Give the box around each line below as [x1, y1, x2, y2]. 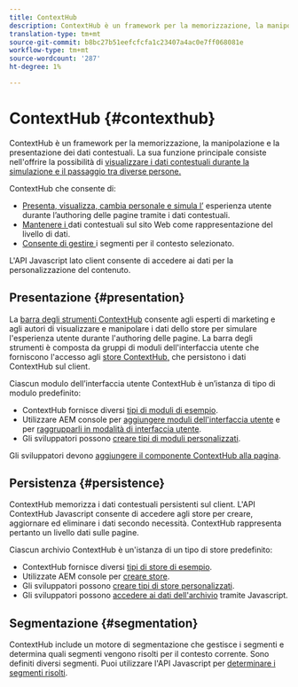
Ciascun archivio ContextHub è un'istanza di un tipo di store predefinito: [9, 544, 273, 555]
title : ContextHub [9, 12, 77, 22]
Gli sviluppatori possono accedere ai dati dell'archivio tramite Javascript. [21, 590, 288, 601]
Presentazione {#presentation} [9, 290, 185, 306]
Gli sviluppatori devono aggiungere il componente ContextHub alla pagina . [9, 449, 281, 461]
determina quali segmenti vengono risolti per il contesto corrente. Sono [9, 649, 270, 660]
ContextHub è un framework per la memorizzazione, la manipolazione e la [9, 137, 280, 148]
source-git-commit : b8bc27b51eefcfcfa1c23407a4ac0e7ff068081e [9, 37, 244, 47]
